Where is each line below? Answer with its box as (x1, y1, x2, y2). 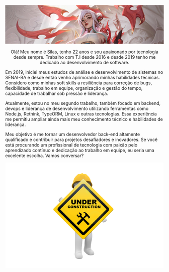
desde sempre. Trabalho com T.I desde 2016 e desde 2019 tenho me (13, 54, 156, 60)
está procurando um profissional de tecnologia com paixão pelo (5, 142, 138, 148)
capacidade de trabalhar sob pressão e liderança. (5, 90, 108, 97)
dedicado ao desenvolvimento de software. (39, 60, 130, 66)
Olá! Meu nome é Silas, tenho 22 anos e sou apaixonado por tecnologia (11, 49, 158, 55)
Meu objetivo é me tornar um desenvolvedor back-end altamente (5, 131, 140, 138)
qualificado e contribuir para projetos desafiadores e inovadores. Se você (5, 137, 158, 143)
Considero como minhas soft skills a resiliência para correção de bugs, (5, 80, 152, 86)
